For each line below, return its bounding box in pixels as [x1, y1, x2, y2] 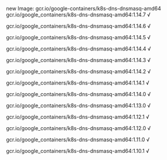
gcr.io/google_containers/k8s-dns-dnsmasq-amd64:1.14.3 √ [6, 57, 151, 63]
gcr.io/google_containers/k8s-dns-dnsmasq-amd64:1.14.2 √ [6, 68, 151, 75]
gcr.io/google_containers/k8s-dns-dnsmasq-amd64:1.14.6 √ [6, 23, 151, 29]
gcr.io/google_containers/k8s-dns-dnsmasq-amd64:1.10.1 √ [6, 148, 149, 154]
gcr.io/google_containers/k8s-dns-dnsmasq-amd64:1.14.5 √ [6, 34, 151, 40]
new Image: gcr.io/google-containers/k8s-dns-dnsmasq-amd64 [6, 5, 161, 12]
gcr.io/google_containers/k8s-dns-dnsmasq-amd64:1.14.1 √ [6, 79, 149, 86]
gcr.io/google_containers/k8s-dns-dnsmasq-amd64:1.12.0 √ [6, 125, 151, 131]
